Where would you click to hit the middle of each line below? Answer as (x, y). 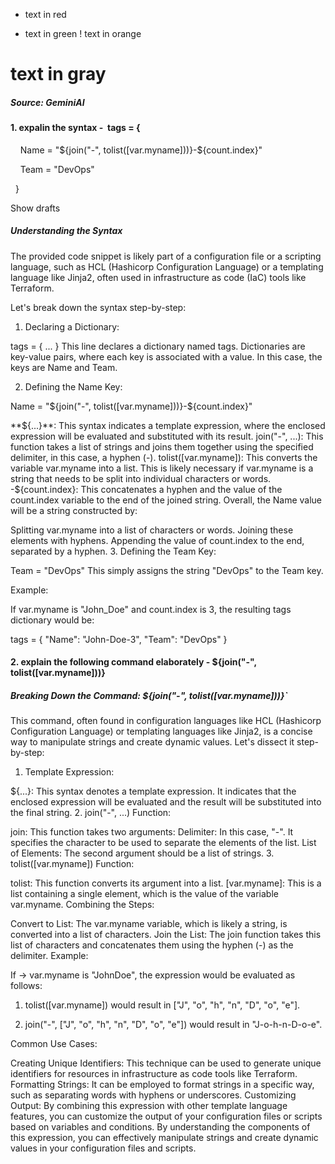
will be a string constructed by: (74, 510)
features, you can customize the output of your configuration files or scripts (166, 1116)
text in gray (58, 74)
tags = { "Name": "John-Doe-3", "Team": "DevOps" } (119, 639)
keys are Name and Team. (64, 367)
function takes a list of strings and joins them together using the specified (162, 446)
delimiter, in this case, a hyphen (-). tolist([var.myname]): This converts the (164, 457)
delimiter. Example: (49, 956)
